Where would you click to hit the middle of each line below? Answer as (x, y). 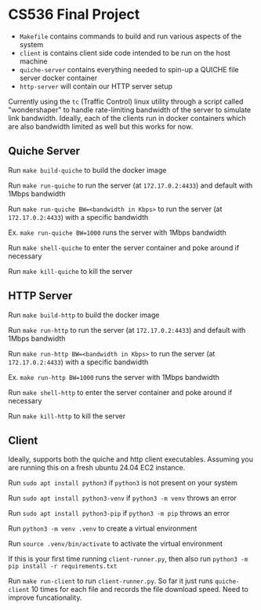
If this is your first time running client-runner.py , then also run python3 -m (128, 559)
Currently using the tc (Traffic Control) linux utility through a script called (126, 101)
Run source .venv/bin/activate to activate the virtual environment (116, 544)
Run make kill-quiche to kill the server (71, 271)
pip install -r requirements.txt (63, 567)
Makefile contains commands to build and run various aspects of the (130, 36)
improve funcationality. (45, 597)
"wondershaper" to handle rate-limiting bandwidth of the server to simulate (130, 110)
